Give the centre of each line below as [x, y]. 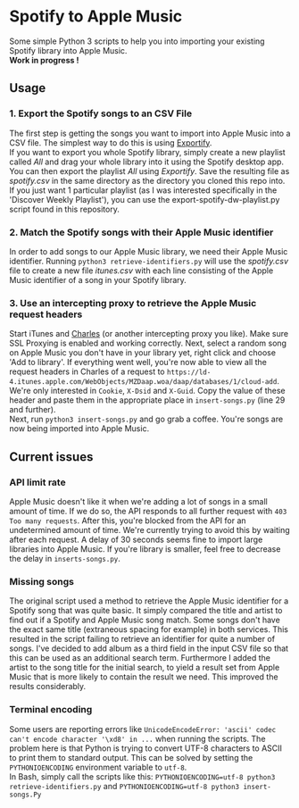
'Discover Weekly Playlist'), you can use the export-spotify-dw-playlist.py [145, 199]
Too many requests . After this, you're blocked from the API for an [128, 521]
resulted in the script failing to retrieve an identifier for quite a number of [142, 639]
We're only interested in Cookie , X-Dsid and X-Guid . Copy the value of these [147, 391]
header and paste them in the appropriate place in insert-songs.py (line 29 [147, 400]
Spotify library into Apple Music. [68, 50]
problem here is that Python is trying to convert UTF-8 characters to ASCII [146, 748]
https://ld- [189, 372]
